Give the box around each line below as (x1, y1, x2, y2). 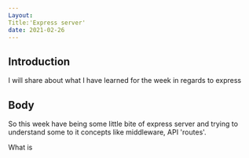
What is (8, 142, 33, 152)
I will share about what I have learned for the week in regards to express (8, 76, 242, 85)
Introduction (8, 55, 71, 68)
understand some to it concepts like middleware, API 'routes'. (8, 127, 207, 137)
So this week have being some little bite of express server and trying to (8, 119, 238, 128)
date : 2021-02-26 (8, 26, 65, 34)
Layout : (8, 11, 34, 20)
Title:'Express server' (8, 19, 86, 27)
